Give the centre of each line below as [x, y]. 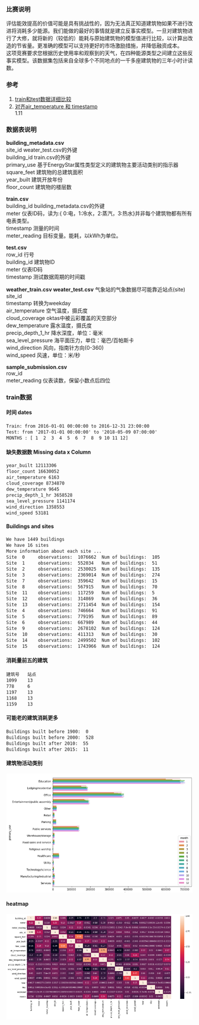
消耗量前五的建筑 [27, 660]
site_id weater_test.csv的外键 [42, 150]
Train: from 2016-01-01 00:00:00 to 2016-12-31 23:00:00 [78, 426]
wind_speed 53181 [28, 513]
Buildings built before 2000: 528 [50, 738]
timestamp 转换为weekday [38, 303]
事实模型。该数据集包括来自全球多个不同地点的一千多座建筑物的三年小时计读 [99, 61]
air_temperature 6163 [33, 477]
